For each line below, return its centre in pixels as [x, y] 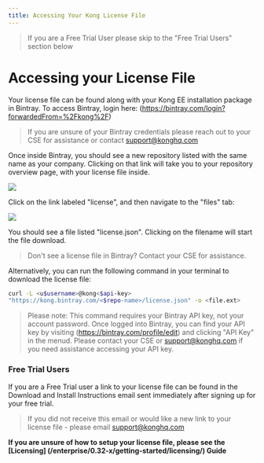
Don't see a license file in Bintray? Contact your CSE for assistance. [137, 255]
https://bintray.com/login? [183, 108]
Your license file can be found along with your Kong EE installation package [130, 100]
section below [50, 46]
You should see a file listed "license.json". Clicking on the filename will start [130, 232]
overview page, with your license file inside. [79, 172]
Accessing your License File [102, 77]
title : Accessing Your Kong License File [77, 15]
